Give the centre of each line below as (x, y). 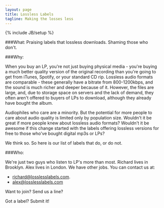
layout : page (18, 10)
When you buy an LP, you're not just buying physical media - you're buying (81, 66)
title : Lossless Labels (29, 14)
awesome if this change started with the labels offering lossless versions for (82, 128)
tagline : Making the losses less (39, 19)
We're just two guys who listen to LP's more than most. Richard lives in (77, 162)
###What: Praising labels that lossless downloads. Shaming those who (77, 42)
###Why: (14, 57)
